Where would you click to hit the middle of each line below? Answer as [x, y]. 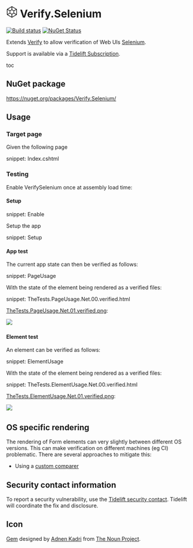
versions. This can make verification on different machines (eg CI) [87, 448]
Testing [17, 174]
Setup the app [24, 226]
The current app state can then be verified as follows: [72, 264]
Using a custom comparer [47, 466]
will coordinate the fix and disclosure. [52, 506]
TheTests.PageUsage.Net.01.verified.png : [57, 311]
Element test [22, 336]
